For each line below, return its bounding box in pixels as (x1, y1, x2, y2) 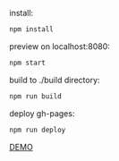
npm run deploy (9, 125, 66, 134)
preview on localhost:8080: (9, 40, 110, 52)
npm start (9, 58, 47, 67)
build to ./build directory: (9, 74, 100, 85)
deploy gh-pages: (9, 107, 75, 119)
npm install (9, 25, 54, 34)
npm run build (9, 91, 63, 101)
